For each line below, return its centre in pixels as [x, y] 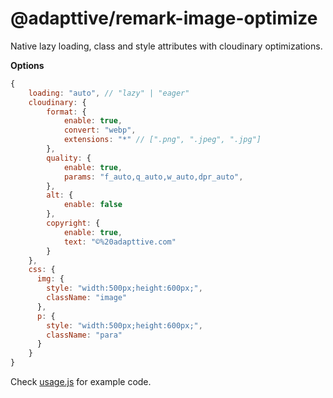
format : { [66, 112]
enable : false [93, 205]
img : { [50, 279]
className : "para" [84, 335]
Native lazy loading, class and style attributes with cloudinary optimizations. [166, 46]
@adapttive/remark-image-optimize [164, 18]
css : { [42, 270]
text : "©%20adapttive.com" [120, 242]
